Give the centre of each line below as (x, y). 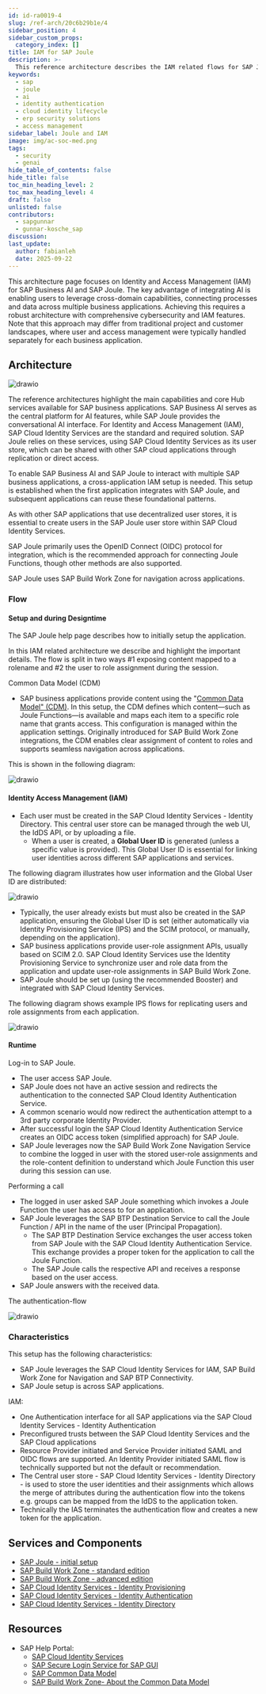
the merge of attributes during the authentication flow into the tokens (132, 1493)
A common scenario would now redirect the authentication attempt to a (136, 1112)
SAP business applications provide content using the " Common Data (131, 699)
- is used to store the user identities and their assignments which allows (137, 1484)
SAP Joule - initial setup (59, 1562)
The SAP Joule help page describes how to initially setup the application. (127, 635)
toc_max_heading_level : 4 (51, 192)
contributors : (32, 215)
